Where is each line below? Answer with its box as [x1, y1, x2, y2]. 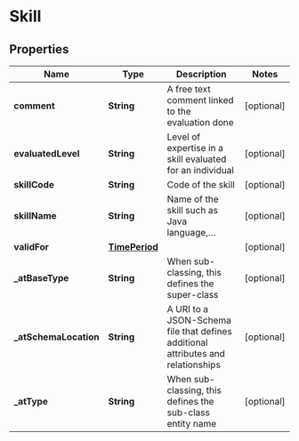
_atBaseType [13, 272, 69, 284]
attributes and [166, 348, 225, 359]
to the [166, 105, 191, 117]
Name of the [166, 193, 219, 205]
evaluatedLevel [13, 148, 80, 159]
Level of [166, 131, 201, 143]
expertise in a [166, 142, 224, 154]
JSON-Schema [166, 314, 231, 326]
